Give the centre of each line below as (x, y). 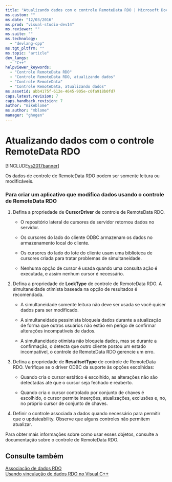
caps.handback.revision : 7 (34, 101)
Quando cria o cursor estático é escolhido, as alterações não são (89, 377)
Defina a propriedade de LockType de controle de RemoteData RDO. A (87, 284)
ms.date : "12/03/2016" (29, 20)
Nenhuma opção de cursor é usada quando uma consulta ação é (89, 268)
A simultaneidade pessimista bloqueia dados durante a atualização (91, 320)
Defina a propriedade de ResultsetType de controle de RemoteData (84, 362)
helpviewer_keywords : (28, 67)
